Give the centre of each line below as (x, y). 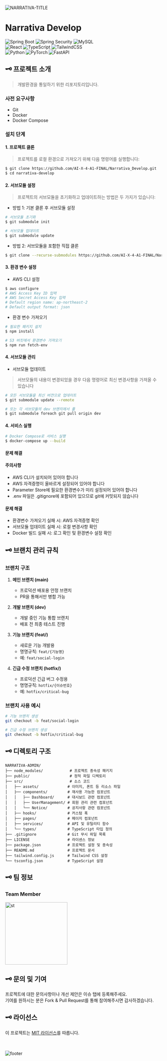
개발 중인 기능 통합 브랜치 (44, 618)
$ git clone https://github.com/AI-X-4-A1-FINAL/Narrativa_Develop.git (81, 169)
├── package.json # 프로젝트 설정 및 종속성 (59, 845)
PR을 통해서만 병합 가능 (42, 596)
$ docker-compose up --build (35, 441)
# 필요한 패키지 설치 (23, 327)
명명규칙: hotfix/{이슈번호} (46, 685)
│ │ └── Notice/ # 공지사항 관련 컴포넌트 (58, 808)
